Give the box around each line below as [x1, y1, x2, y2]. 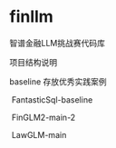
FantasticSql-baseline [11, 94, 93, 105]
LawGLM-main [11, 129, 67, 140]
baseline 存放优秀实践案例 [9, 75, 107, 87]
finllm [9, 6, 54, 27]
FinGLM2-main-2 [11, 112, 76, 123]
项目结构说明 [9, 56, 57, 67]
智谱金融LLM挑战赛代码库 [9, 37, 106, 48]
